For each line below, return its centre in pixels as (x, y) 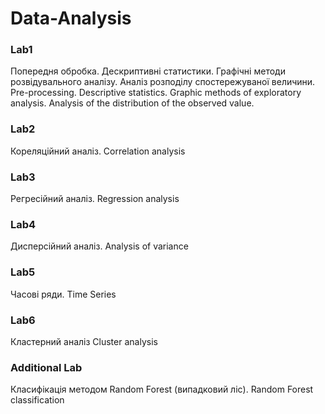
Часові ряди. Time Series (63, 294)
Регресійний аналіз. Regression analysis (95, 199)
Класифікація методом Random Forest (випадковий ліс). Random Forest (162, 389)
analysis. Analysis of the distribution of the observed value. (132, 103)
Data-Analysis (71, 18)
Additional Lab (46, 367)
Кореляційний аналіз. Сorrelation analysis (98, 151)
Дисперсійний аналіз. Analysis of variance (99, 246)
